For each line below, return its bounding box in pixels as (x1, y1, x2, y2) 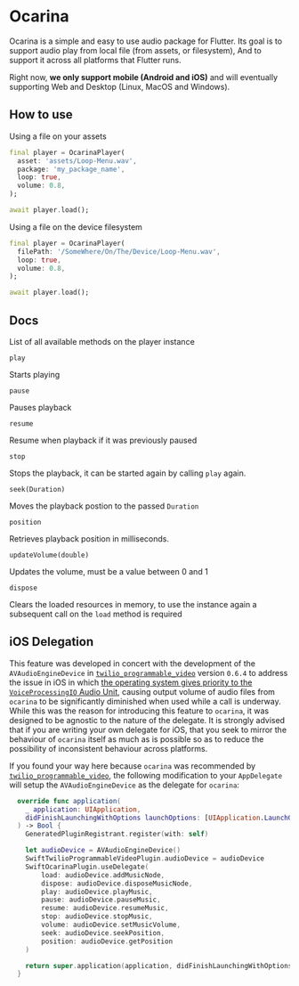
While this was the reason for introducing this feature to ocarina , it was (9, 705, 270, 716)
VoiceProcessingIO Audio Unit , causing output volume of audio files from (9, 686, 276, 697)
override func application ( (17, 796, 122, 805)
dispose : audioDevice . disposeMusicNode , (41, 879, 193, 888)
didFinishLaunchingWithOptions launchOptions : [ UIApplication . (25, 813, 265, 822)
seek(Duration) (9, 485, 66, 493)
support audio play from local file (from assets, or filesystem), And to (9, 45, 263, 55)
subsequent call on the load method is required (9, 608, 182, 619)
